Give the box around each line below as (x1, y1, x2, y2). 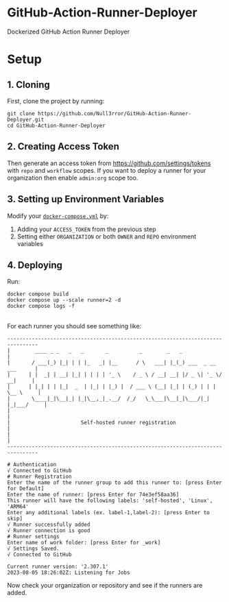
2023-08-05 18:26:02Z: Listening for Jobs (7, 569, 130, 577)
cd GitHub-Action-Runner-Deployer (7, 122, 106, 129)
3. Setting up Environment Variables (7, 193, 165, 205)
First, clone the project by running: (7, 97, 105, 105)
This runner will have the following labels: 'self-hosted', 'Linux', (7, 497, 213, 505)
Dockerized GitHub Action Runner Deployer (7, 27, 130, 36)
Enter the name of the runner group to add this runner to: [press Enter (7, 479, 223, 486)
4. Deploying (7, 259, 63, 271)
